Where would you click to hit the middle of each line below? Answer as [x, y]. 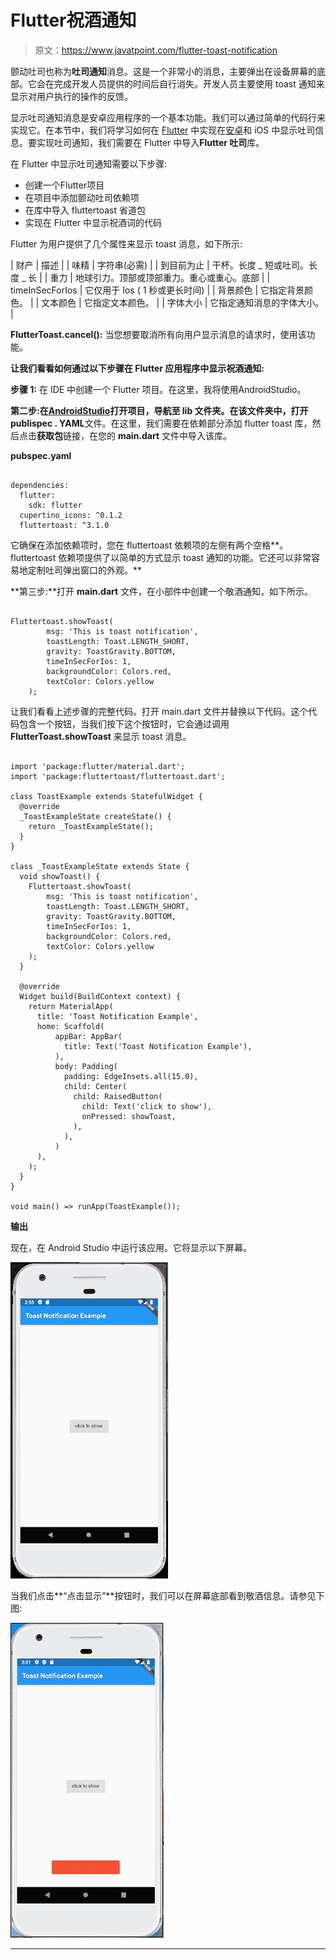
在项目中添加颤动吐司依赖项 [82, 197]
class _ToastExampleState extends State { [100, 866]
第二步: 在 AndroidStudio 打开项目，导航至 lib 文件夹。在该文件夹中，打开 [159, 410]
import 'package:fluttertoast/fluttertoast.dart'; [118, 776]
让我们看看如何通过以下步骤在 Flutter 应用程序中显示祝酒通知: [137, 368]
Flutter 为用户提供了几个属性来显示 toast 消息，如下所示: [126, 243]
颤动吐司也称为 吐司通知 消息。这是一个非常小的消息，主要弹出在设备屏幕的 [163, 71]
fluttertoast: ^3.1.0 [64, 525]
